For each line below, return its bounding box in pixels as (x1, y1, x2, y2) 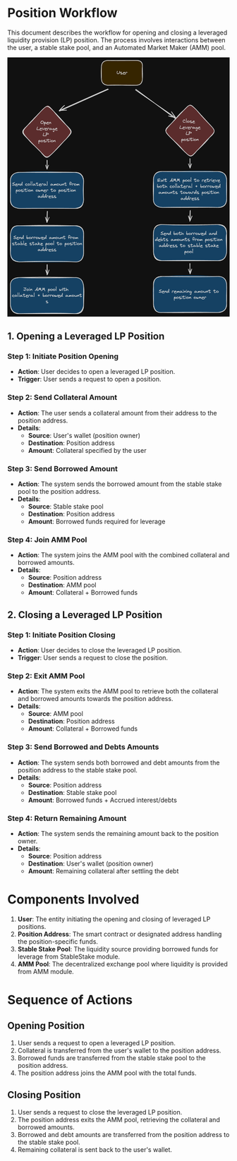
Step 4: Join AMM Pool (7, 535, 87, 545)
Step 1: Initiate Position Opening (7, 351, 119, 361)
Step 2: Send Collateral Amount (7, 393, 118, 403)
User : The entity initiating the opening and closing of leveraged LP (17, 915, 211, 923)
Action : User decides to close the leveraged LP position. (17, 646, 182, 654)
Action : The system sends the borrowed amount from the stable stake (17, 480, 222, 488)
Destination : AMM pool (28, 580, 97, 590)
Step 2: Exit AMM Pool (7, 671, 85, 681)
